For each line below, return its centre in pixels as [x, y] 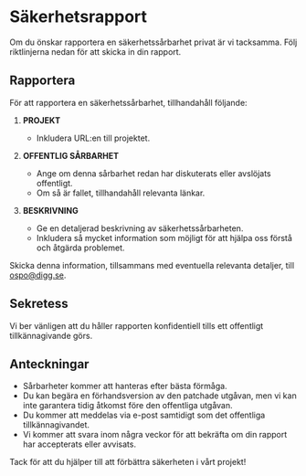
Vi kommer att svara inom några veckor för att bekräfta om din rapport [155, 435]
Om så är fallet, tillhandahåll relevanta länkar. [121, 193]
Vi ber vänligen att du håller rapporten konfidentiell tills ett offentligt [137, 325]
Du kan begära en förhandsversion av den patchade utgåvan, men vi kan [159, 396]
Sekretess [39, 304]
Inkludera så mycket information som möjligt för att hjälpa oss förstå [164, 238]
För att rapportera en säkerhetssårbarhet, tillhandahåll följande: [129, 102]
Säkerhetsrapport [79, 17]
